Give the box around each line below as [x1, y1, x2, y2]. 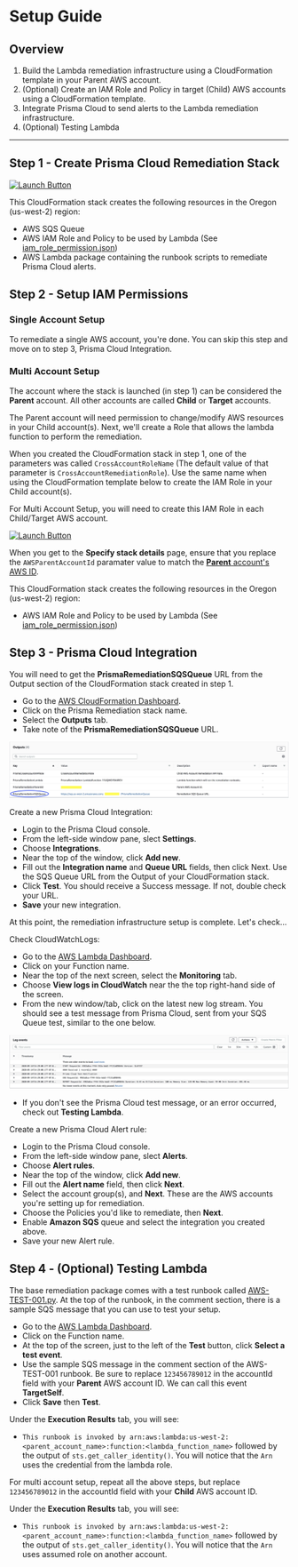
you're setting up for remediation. [21, 1197, 145, 1208]
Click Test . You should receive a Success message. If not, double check [21, 880, 286, 891]
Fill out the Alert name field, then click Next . [21, 1179, 184, 1189]
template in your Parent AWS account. [21, 75, 161, 85]
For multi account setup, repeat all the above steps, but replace [9, 1476, 241, 1487]
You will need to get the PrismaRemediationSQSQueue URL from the [9, 668, 263, 679]
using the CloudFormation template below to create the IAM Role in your [9, 476, 273, 487]
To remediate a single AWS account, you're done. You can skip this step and [9, 333, 288, 344]
